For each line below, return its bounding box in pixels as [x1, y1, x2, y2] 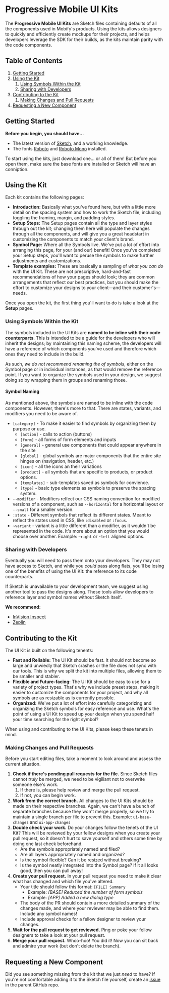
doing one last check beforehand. [12, 841, 83, 847]
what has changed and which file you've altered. [12, 879, 114, 885]
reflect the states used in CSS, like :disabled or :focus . [12, 517, 128, 523]
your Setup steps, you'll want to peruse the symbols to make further [12, 252, 154, 259]
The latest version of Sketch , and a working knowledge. [12, 140, 129, 146]
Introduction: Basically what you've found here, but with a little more [12, 204, 156, 210]
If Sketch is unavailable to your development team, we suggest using [5, 583, 148, 589]
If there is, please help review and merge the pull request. [20, 787, 140, 793]
